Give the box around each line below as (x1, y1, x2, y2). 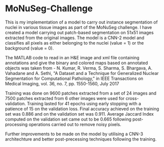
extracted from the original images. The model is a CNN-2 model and (5, 35, 144, 41)
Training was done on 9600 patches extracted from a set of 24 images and (5, 90, 157, 96)
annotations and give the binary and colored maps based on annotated (5, 60, 148, 66)
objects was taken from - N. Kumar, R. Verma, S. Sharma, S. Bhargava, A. (5, 65, 153, 71)
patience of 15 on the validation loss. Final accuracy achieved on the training (5, 106, 159, 112)
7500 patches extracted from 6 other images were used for (5, 95, 125, 101)
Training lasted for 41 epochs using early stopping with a (26, 100, 141, 106)
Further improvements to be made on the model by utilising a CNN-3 (5, 131, 143, 137)
